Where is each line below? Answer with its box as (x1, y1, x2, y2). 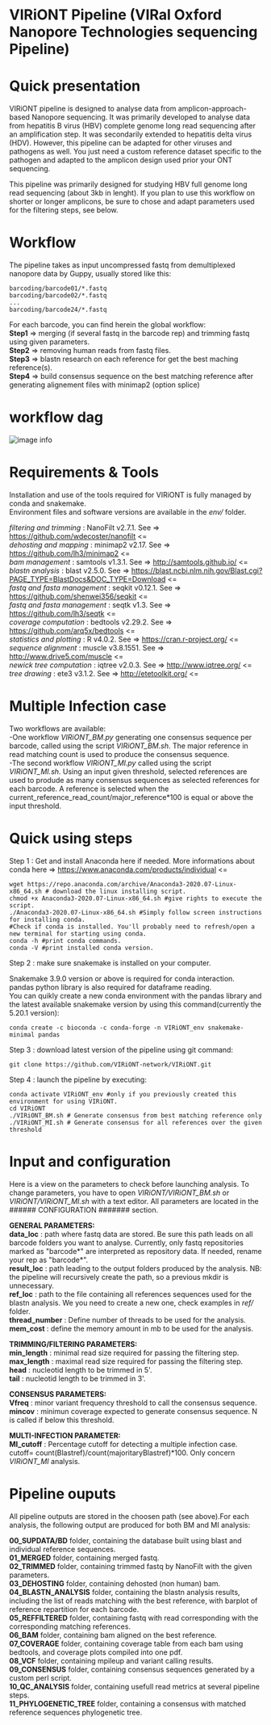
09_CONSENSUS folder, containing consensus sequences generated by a (9, 1664, 255, 1674)
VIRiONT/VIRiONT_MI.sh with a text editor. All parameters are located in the (9, 1196, 259, 1205)
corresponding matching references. (9, 1622, 131, 1631)
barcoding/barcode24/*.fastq (9, 305, 107, 314)
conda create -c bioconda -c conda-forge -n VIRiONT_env (9, 1024, 205, 1032)
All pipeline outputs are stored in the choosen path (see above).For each (9, 1511, 249, 1521)
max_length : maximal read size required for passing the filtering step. (9, 1356, 244, 1366)
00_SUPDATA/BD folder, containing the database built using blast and (9, 1535, 242, 1545)
